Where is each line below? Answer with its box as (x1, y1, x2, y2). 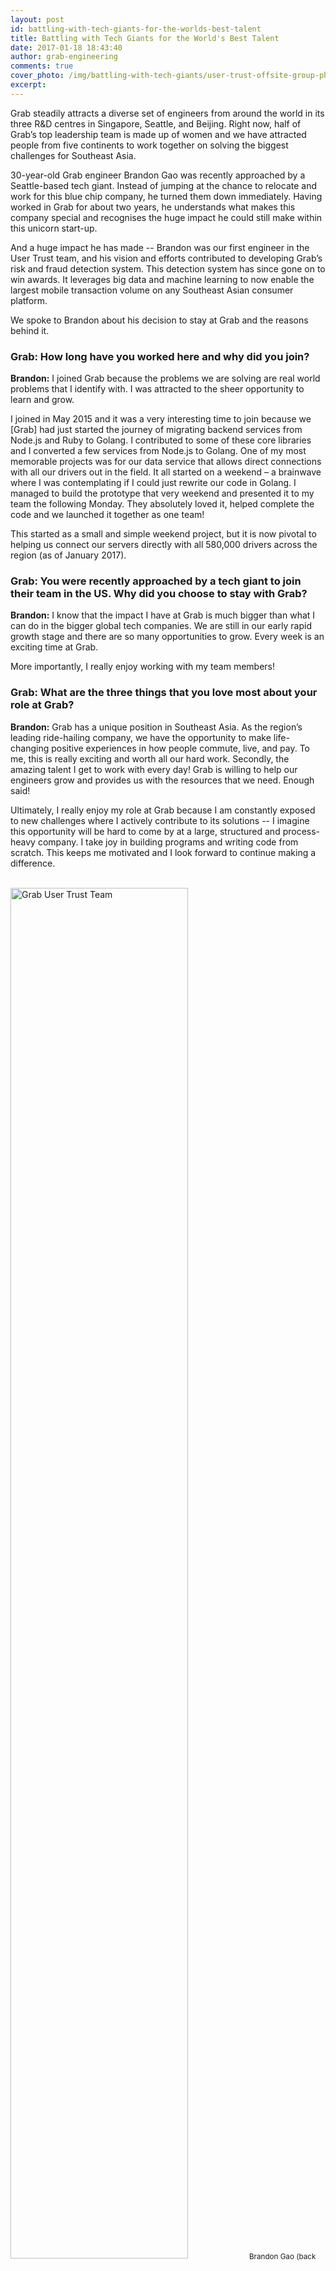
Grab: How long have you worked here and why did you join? (10, 349, 310, 363)
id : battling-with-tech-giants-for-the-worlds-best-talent (10, 24, 262, 34)
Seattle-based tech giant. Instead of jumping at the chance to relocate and (10, 179, 317, 191)
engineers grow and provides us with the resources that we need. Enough (10, 774, 315, 786)
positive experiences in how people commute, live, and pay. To (51, 742, 310, 754)
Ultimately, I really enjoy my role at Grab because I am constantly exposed (10, 804, 316, 816)
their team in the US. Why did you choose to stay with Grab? (10, 586, 308, 600)
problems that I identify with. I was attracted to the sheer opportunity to (10, 383, 305, 395)
